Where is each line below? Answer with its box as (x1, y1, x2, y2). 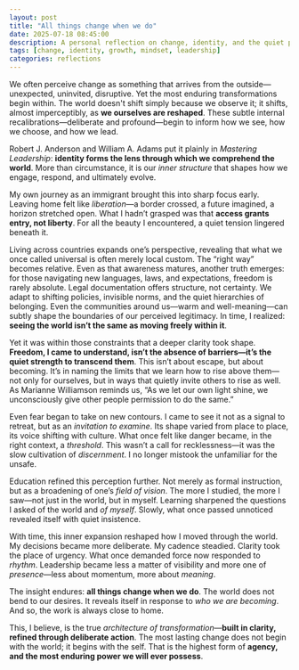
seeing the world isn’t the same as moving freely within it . (9, 320, 227, 331)
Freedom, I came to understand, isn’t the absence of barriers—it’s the (9, 347, 272, 357)
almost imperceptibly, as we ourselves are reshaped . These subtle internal (9, 108, 285, 118)
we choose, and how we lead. (9, 127, 118, 136)
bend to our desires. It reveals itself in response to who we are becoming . (9, 596, 279, 606)
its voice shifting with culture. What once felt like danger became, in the (9, 430, 272, 441)
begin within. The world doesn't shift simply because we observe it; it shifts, (9, 98, 288, 108)
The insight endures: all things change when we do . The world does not (9, 586, 275, 597)
